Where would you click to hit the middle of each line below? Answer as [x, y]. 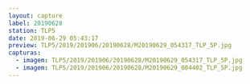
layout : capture [35, 16]
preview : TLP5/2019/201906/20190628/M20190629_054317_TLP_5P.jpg [120, 46]
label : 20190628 [35, 23]
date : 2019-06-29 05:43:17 [53, 38]
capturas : [25, 53]
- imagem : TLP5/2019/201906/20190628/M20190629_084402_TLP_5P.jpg [129, 68]
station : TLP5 [32, 30]
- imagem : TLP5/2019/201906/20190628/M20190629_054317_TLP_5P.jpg [129, 61]
